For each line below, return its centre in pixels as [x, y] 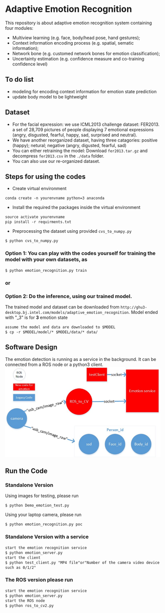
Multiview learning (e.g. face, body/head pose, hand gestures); [76, 38]
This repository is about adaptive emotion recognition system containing [79, 23]
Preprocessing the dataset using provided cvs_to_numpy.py [72, 231]
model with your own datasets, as [46, 259]
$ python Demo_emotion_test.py [37, 506]
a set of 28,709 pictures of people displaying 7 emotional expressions [83, 129]
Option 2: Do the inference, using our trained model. [68, 296]
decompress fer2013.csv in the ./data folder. [58, 156]
